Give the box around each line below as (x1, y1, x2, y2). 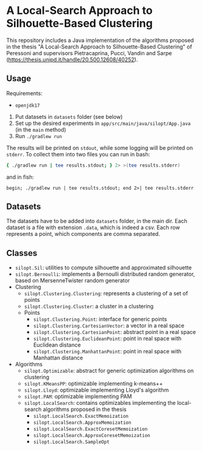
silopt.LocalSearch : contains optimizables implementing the (24, 399, 176, 407)
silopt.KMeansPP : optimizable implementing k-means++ (24, 380, 163, 387)
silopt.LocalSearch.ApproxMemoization (33, 419, 132, 426)
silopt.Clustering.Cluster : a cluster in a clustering (24, 302, 153, 310)
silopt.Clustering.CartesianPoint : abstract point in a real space (33, 329, 196, 336)
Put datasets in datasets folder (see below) (15, 113, 123, 120)
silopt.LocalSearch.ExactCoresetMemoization (33, 426, 148, 432)
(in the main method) (15, 125, 67, 133)
